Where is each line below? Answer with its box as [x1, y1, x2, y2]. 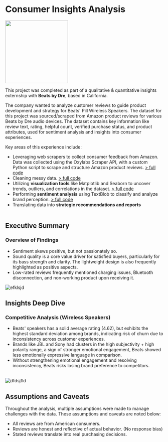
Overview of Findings [5, 237, 59, 244]
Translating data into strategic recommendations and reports [12, 202, 141, 208]
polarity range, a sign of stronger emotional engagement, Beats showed [12, 347, 161, 353]
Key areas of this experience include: [5, 144, 82, 150]
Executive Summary [5, 222, 70, 230]
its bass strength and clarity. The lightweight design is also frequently [12, 258, 156, 264]
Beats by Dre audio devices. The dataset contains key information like [5, 118, 149, 124]
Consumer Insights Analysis [5, 4, 126, 15]
